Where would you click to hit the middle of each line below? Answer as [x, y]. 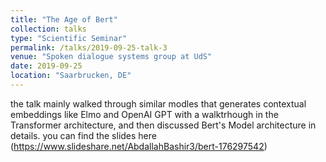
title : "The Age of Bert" [64, 19]
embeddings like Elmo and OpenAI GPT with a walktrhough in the [144, 114]
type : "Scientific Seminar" [69, 38]
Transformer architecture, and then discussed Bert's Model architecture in [163, 125]
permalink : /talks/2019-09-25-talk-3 [89, 47]
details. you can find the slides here [83, 135]
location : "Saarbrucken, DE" [71, 76]
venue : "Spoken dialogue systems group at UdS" [111, 57]
